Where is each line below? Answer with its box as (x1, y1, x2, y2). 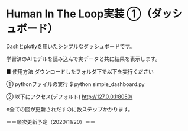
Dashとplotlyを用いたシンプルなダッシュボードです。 (6, 43, 135, 50)
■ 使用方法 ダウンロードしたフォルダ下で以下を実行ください (6, 68, 154, 75)
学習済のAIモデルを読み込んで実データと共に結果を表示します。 (6, 55, 161, 62)
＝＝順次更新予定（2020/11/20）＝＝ (6, 118, 96, 125)
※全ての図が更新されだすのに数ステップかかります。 (6, 106, 134, 113)
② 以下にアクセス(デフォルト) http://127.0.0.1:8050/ (6, 93, 133, 100)
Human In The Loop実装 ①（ (6, 7, 152, 21)
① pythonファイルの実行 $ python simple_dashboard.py (6, 80, 145, 88)
